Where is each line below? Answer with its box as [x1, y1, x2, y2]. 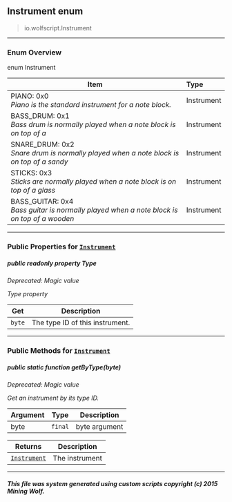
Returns [14, 441, 42, 451]
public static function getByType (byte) [7, 363, 122, 371]
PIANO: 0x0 [10, 91, 49, 101]
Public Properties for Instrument [7, 242, 116, 251]
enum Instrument [7, 64, 56, 72]
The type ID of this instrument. [31, 318, 130, 327]
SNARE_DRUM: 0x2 [10, 139, 75, 149]
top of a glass [10, 186, 56, 195]
